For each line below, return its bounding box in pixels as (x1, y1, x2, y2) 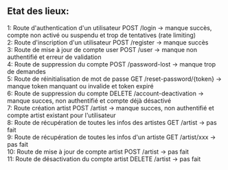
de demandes (7, 67, 46, 75)
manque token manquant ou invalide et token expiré (7, 82, 154, 90)
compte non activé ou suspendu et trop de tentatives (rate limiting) (7, 31, 196, 39)
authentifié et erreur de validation (7, 53, 102, 61)
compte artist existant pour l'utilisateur (7, 111, 117, 119)
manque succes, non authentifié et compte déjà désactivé (7, 96, 172, 105)
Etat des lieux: (7, 5, 70, 17)
